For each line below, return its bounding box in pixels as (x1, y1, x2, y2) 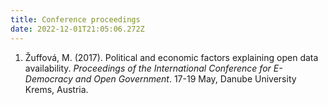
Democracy (24, 72, 73, 85)
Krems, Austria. (24, 83, 89, 95)
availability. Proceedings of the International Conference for (24, 62, 272, 74)
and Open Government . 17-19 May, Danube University (74, 72, 297, 85)
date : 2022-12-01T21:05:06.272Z (10, 24, 145, 34)
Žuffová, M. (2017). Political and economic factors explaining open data (24, 51, 319, 63)
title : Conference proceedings (10, 14, 141, 25)
